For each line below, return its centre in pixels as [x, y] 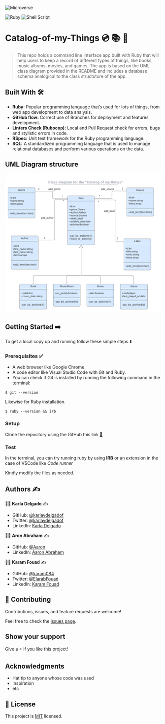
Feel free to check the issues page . [41, 621]
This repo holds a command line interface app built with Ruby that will [88, 55]
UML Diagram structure [42, 164]
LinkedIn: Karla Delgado [36, 525]
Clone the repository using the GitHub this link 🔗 [54, 434]
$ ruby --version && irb [31, 411]
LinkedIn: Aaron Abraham [38, 552]
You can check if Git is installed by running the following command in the [86, 377]
